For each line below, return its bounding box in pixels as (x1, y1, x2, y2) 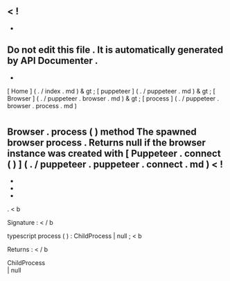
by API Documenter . (7, 55, 98, 67)
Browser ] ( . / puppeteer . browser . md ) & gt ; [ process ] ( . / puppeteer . (7, 94, 220, 103)
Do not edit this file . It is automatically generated (7, 44, 224, 56)
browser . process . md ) (7, 101, 78, 110)
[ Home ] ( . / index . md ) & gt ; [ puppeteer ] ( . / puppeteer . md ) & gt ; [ (7, 87, 216, 95)
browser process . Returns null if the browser (7, 137, 206, 148)
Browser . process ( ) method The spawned (7, 126, 197, 137)
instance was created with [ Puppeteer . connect (7, 147, 221, 159)
